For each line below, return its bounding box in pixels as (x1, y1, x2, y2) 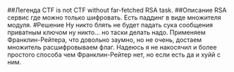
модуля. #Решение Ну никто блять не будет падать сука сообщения (7, 21, 214, 29)
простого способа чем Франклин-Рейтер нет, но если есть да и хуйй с (7, 50, 221, 59)
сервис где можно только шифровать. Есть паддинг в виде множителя (7, 13, 222, 22)
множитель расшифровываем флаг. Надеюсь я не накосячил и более (7, 43, 217, 51)
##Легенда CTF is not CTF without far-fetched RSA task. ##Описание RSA (7, 6, 227, 14)
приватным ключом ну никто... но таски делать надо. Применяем (7, 28, 206, 36)
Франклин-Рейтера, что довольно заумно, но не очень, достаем (7, 36, 202, 44)
